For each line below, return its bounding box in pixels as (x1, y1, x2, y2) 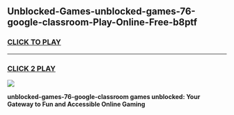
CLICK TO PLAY (7, 38, 61, 47)
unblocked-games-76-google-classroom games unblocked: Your (7, 92, 201, 100)
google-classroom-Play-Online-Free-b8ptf (7, 17, 197, 29)
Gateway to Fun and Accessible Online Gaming (7, 100, 146, 108)
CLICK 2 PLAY (7, 63, 56, 73)
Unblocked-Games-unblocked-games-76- (7, 6, 196, 17)
